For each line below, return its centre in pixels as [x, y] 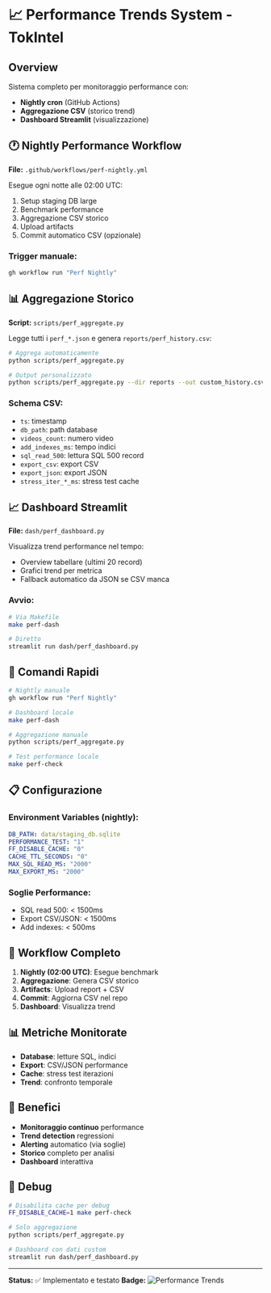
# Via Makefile [34, 617]
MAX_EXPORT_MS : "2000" [46, 872]
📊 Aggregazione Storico [71, 299]
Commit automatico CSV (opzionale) [80, 235]
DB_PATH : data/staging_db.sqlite [65, 834]
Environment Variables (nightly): [73, 818]
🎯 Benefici [35, 1108]
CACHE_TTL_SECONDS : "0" [48, 857]
